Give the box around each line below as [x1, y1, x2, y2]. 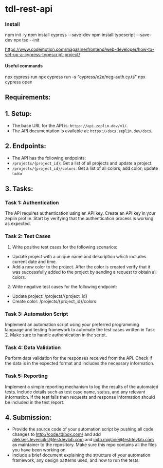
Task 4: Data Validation [5, 344, 61, 351]
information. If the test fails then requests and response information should [5, 394, 155, 400]
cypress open [5, 79, 33, 85]
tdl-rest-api [5, 3, 53, 15]
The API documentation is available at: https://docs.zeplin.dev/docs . [12, 128, 153, 134]
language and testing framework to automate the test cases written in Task [5, 326, 155, 332]
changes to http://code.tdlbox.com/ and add [12, 431, 101, 437]
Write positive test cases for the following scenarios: [12, 244, 118, 250]
